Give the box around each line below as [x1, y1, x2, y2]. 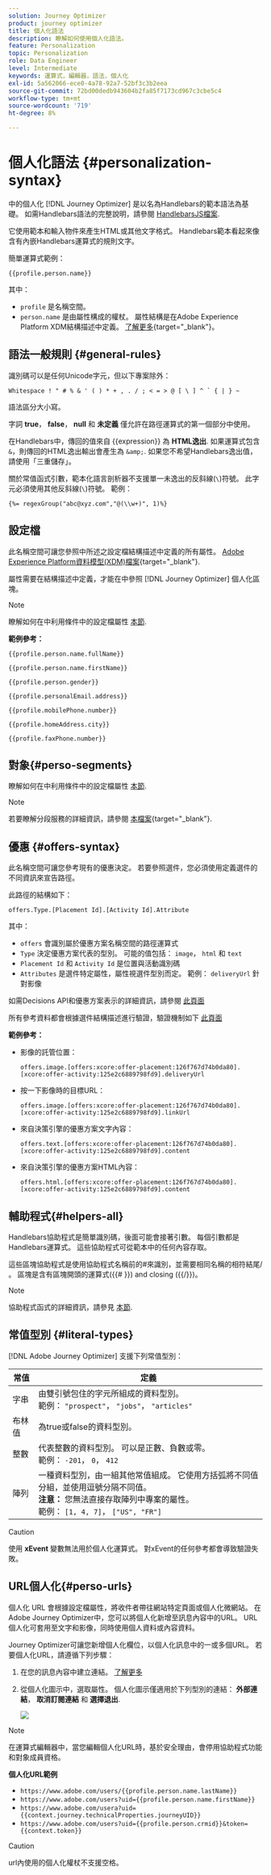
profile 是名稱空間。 [19, 302, 90, 311]
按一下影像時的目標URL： [19, 1085, 106, 1095]
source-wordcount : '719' [8, 102, 92, 110]
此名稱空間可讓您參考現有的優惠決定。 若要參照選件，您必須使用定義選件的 [8, 863, 258, 873]
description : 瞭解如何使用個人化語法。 [8, 34, 127, 43]
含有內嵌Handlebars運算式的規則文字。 [8, 235, 139, 246]
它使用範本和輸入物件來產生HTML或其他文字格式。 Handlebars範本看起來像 [8, 226, 260, 235]
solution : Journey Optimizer [8, 11, 106, 20]
